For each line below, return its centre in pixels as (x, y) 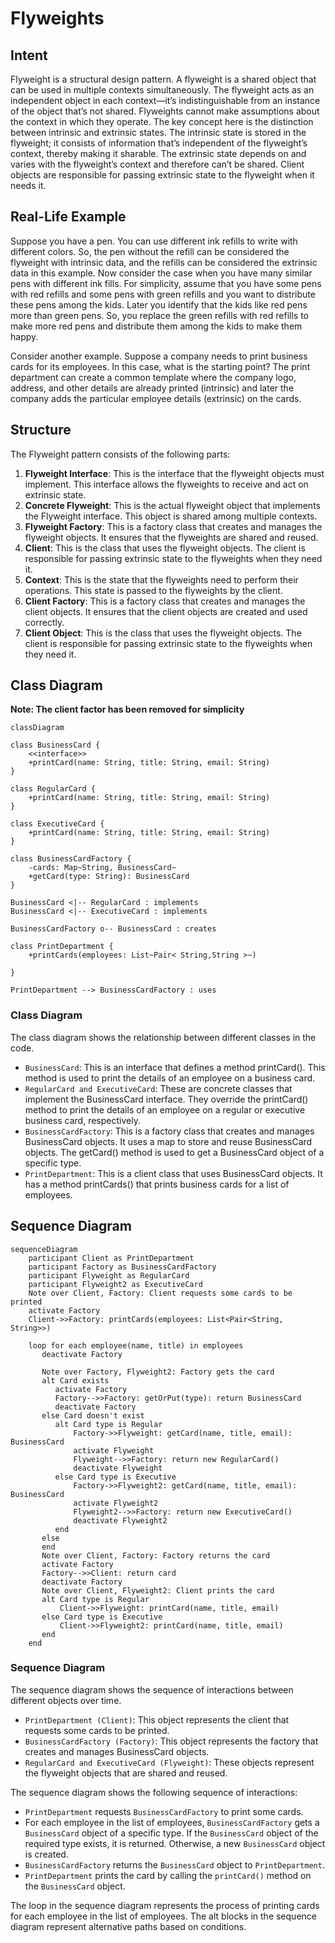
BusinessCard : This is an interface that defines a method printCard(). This (175, 1067)
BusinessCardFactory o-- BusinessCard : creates (113, 929)
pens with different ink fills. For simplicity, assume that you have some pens (166, 283)
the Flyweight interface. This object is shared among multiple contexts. (171, 516)
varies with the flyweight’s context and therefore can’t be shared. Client (157, 164)
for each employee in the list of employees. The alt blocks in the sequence (163, 1916)
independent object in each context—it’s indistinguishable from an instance (165, 100)
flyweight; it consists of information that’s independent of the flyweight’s (159, 143)
